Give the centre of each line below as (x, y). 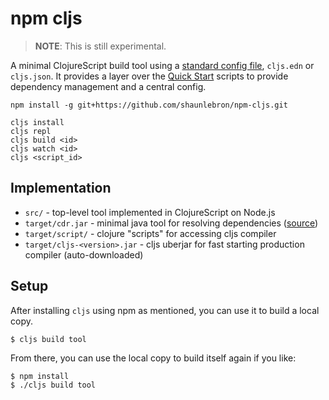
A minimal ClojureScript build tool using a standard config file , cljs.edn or (162, 65)
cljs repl (31, 131)
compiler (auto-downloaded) (84, 254)
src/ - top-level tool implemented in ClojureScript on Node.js (150, 212)
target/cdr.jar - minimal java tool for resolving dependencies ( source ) (171, 223)
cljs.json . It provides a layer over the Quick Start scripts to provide (149, 76)
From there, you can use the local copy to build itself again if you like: (153, 358)
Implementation (61, 188)
